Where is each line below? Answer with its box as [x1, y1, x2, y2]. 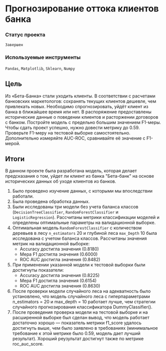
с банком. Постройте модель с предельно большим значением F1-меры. [5, 119, 162, 125]
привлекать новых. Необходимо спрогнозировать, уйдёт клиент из [5, 103, 149, 109]
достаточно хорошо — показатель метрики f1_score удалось [12, 320, 142, 326]
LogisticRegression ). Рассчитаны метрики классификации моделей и [12, 214, 160, 220]
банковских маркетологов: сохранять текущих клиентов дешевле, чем [5, 98, 157, 104]
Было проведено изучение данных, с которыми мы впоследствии [12, 188, 153, 194]
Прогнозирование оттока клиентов [5, 3, 159, 14]
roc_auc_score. [12, 341, 44, 347]
